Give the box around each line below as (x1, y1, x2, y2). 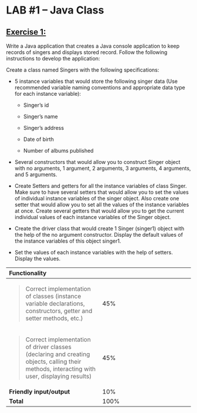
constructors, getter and (25, 307, 93, 315)
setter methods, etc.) (25, 314, 83, 322)
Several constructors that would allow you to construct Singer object (14, 159, 181, 165)
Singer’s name (23, 113, 58, 120)
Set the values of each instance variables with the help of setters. (14, 249, 173, 256)
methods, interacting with (25, 365, 96, 373)
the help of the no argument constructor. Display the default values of (14, 231, 184, 238)
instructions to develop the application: (6, 55, 100, 62)
